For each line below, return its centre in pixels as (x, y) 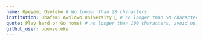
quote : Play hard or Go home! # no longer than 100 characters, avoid (97, 23)
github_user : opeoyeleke (37, 29)
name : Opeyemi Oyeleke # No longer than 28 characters (77, 12)
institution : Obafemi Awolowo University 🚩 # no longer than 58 (89, 17)
